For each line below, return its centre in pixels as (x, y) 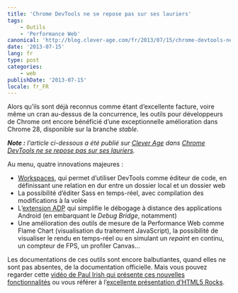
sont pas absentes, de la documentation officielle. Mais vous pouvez (107, 267)
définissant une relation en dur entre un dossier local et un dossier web (121, 186)
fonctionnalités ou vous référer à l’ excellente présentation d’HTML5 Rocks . (116, 282)
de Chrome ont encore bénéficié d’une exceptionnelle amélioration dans (113, 122)
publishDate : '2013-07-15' (47, 80)
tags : (15, 21)
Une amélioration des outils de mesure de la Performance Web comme (121, 223)
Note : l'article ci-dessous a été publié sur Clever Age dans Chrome (106, 143)
